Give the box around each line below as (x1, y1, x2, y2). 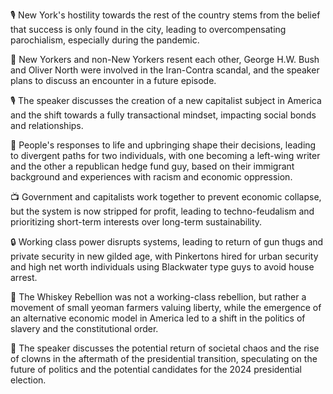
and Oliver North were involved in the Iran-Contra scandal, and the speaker (10, 64, 320, 76)
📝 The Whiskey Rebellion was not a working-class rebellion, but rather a (10, 291, 307, 303)
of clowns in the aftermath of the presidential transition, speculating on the (10, 353, 318, 364)
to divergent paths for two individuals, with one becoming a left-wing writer (10, 150, 321, 161)
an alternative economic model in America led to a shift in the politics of (10, 312, 306, 324)
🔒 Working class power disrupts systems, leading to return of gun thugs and (10, 236, 324, 248)
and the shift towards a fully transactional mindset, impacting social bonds (10, 109, 317, 121)
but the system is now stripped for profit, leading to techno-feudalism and (10, 205, 315, 217)
